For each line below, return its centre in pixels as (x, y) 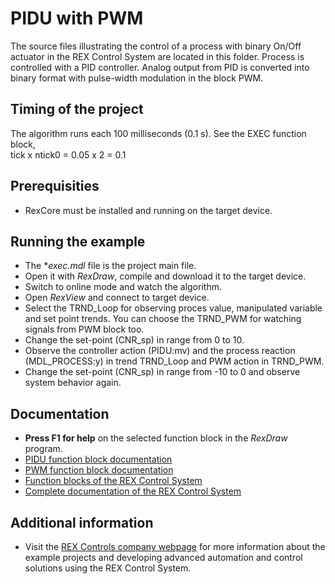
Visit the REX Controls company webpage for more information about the (175, 546)
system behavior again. (73, 383)
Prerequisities (55, 186)
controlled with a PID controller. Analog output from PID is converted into (160, 67)
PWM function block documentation (99, 470)
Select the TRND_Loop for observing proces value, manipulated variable (173, 308)
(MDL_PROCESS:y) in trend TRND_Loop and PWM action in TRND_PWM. (174, 361)
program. (43, 449)
